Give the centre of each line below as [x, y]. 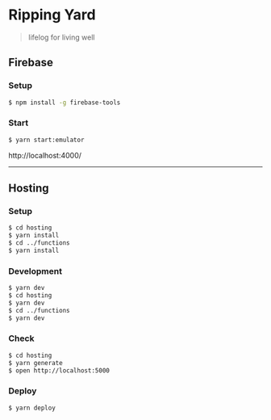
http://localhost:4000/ [45, 155]
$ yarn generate [35, 363]
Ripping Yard [52, 15]
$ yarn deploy [32, 408]
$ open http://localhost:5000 [59, 370]
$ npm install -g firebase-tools [65, 103]
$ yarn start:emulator [46, 140]
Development [35, 271]
